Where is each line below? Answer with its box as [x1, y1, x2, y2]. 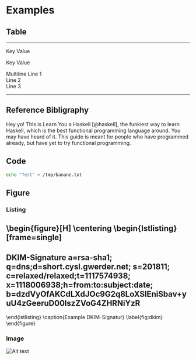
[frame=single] [6, 233, 62, 243]
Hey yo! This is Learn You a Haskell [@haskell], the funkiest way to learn [6, 120, 180, 127]
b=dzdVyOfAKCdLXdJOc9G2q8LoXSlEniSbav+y [6, 289, 187, 299]
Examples [6, 4, 55, 17]
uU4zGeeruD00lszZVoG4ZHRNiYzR [6, 298, 141, 308]
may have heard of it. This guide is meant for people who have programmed [6, 133, 188, 140]
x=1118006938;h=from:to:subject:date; [6, 280, 153, 290]
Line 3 [6, 83, 22, 89]
